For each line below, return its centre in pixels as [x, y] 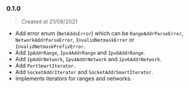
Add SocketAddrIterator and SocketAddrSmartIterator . [84, 72]
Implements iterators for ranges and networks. [73, 79]
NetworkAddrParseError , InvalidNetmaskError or [75, 40]
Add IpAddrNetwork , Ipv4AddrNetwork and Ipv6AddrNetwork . [88, 59]
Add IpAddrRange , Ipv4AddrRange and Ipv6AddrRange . [80, 53]
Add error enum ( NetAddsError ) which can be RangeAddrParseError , [99, 33]
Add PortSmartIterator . [45, 66]
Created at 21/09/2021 [49, 22]
